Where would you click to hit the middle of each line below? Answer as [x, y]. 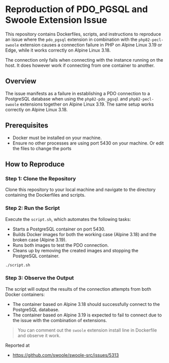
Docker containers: [25, 294]
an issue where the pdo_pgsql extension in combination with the [71, 39]
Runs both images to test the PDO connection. [61, 245]
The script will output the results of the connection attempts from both [78, 289]
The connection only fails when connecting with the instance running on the [84, 60]
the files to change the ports [42, 148]
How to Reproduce [35, 164]
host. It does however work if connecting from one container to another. [80, 65]
